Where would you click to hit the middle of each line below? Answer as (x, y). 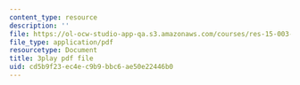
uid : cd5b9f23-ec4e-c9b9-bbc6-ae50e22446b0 (92, 67)
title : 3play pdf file (51, 58)
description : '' (39, 26)
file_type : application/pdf (62, 42)
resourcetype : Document (54, 50)
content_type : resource (54, 17)
